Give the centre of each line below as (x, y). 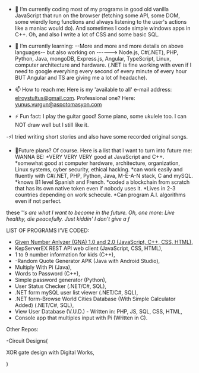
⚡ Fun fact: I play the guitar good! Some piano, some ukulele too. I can (101, 116)
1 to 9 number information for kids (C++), (65, 255)
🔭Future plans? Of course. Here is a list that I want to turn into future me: (103, 151)
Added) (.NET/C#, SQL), (44, 305)
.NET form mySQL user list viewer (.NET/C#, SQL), (76, 292)
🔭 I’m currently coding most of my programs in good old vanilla (92, 9)
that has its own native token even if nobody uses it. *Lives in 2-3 (95, 188)
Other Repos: (22, 329)
